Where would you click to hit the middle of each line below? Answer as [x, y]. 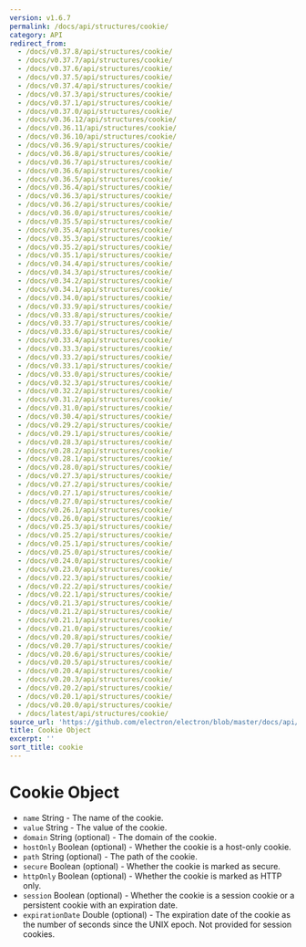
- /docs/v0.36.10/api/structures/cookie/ [97, 137]
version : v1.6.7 [40, 18]
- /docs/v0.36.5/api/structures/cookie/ [95, 179]
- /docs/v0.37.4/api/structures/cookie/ [95, 86]
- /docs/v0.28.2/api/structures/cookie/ [95, 451]
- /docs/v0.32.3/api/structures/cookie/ [95, 383]
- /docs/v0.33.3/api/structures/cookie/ [95, 349]
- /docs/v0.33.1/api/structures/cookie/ [95, 366]
